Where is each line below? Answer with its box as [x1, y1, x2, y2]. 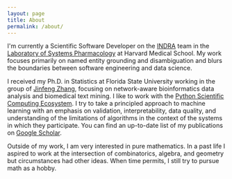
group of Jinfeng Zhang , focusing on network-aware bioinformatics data [7, 84, 215, 93]
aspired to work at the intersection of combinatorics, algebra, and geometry [7, 149, 224, 158]
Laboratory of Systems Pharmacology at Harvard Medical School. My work [7, 49, 222, 57]
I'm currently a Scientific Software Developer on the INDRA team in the [7, 42, 210, 50]
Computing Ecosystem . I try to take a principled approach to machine [7, 100, 206, 108]
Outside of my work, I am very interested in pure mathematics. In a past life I [7, 142, 226, 151]
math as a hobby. [7, 164, 57, 173]
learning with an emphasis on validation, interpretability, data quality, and [7, 106, 217, 115]
